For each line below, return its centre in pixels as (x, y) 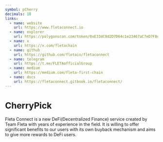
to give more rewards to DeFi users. (41, 134)
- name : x (19, 41)
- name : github (25, 50)
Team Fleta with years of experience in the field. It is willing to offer (72, 124)
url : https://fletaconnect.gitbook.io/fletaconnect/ (68, 81)
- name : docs (23, 77)
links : (12, 18)
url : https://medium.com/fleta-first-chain (58, 73)
